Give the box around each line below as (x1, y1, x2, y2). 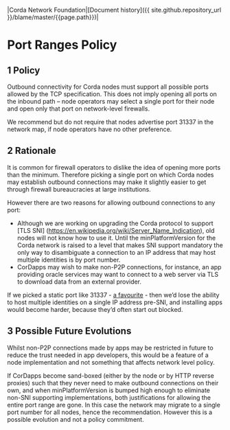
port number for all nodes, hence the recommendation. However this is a (7, 408, 213, 416)
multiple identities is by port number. (16, 256, 121, 264)
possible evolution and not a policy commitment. (7, 415, 144, 423)
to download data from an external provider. (16, 278, 142, 286)
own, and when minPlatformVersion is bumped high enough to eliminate (7, 386, 211, 394)
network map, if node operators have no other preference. (7, 125, 172, 133)
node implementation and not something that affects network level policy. (7, 358, 215, 366)
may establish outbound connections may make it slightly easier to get (7, 178, 207, 186)
